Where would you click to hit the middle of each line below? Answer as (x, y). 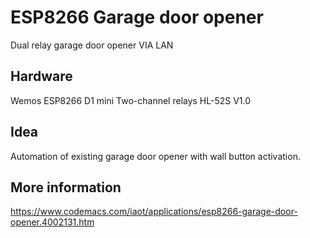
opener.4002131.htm (52, 222)
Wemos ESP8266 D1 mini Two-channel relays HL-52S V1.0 (131, 100)
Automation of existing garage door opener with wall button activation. (155, 156)
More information (66, 187)
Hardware (41, 76)
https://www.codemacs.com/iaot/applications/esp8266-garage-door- (154, 212)
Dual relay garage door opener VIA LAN (92, 45)
